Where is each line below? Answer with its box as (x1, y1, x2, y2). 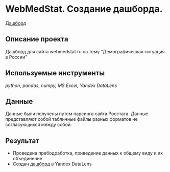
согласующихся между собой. (5, 121, 72, 128)
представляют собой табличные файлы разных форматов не (5, 116, 138, 122)
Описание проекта (5, 35, 68, 44)
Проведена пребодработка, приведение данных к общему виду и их (12, 150, 163, 156)
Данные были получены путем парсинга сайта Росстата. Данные (5, 111, 149, 117)
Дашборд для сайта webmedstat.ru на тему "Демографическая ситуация (5, 48, 165, 54)
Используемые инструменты (5, 69, 105, 77)
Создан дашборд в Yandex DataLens (12, 161, 92, 167)
